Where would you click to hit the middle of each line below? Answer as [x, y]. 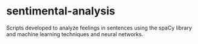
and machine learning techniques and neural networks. [75, 34]
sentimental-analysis [61, 11]
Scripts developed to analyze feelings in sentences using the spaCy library [99, 28]
